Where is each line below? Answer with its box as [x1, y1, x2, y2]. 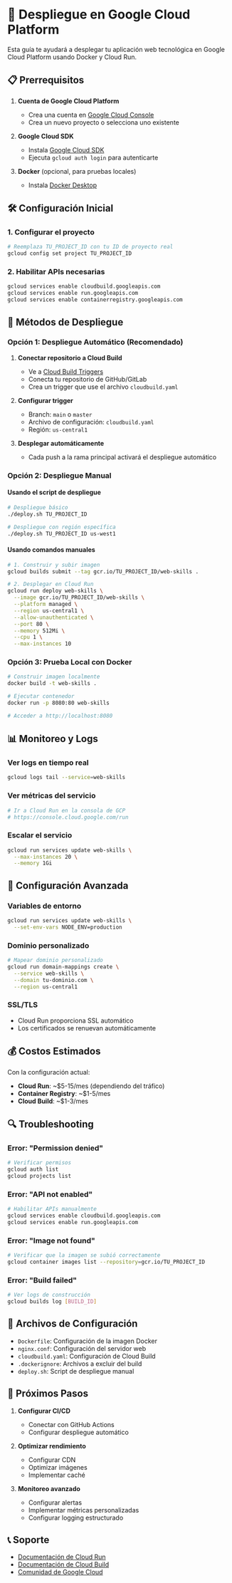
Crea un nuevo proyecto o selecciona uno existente [28, 117, 179, 127]
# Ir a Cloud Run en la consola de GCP [7, 807, 126, 814]
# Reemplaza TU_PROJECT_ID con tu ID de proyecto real [7, 244, 174, 251]
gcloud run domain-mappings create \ [7, 963, 120, 971]
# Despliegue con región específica [7, 523, 116, 531]
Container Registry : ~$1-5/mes [17, 1089, 111, 1097]
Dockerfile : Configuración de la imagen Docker [17, 1337, 158, 1345]
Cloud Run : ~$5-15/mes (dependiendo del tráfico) [17, 1082, 165, 1090]
